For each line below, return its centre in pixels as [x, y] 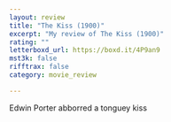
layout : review [37, 17]
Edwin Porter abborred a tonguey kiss [78, 108]
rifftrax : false [39, 67]
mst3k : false [33, 58]
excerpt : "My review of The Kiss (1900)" [87, 34]
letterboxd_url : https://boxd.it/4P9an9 [85, 50]
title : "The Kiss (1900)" [57, 26]
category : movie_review [53, 75]
